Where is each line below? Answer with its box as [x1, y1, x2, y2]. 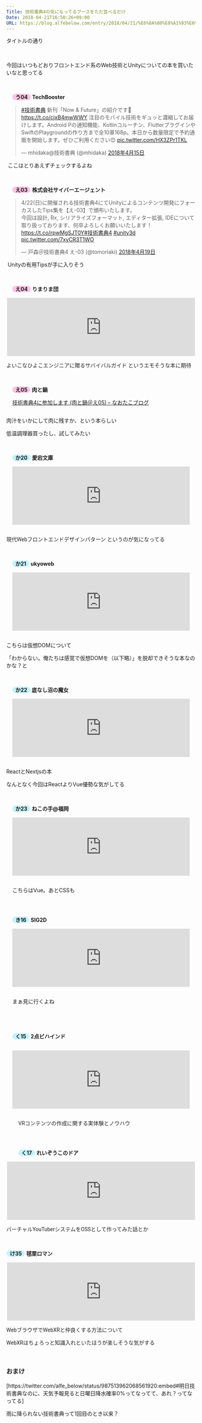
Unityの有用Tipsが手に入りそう [7, 261, 85, 268]
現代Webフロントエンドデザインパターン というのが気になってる [6, 536, 165, 543]
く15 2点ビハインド [15, 1033, 66, 1040]
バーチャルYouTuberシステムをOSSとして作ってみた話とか [6, 1226, 148, 1233]
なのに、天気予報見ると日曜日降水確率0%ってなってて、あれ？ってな [22, 1389, 193, 1397]
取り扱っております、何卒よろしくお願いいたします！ [20, 222, 152, 229]
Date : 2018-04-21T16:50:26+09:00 [6, 14, 90, 20]
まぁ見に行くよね [12, 998, 55, 1005]
